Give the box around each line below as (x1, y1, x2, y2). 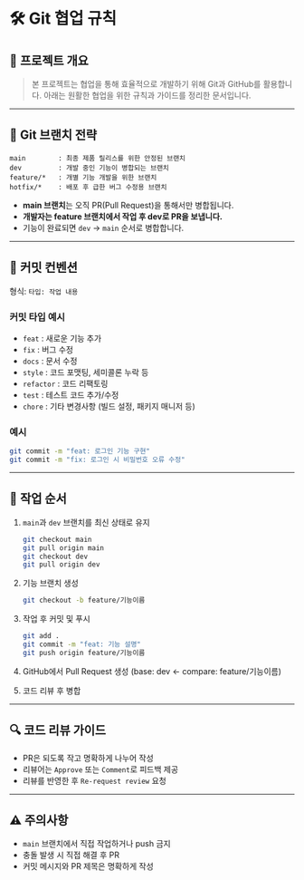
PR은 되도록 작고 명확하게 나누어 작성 (22, 752, 154, 763)
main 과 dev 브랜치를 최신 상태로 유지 (22, 517, 151, 527)
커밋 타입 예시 (9, 310, 66, 323)
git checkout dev (22, 552, 89, 561)
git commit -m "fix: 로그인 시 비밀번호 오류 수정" (9, 455, 185, 465)
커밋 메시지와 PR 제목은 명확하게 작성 (22, 861, 154, 872)
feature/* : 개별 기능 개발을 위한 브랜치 (9, 173, 157, 182)
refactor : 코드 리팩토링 (22, 378, 109, 389)
